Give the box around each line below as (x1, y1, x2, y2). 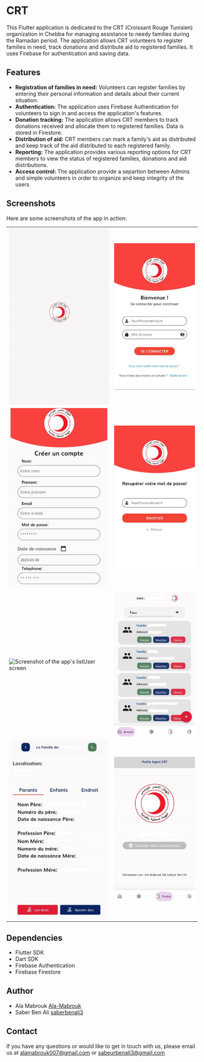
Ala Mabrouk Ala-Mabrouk (15, 1002, 81, 1009)
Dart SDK (15, 955, 39, 963)
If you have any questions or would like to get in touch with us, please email (6, 1043, 195, 1050)
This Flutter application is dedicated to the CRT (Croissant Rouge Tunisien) (6, 24, 193, 31)
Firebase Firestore (15, 968, 61, 975)
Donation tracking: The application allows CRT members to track (15, 116, 179, 123)
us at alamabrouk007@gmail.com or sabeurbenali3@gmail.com (6, 1049, 165, 1056)
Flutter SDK (15, 949, 44, 956)
